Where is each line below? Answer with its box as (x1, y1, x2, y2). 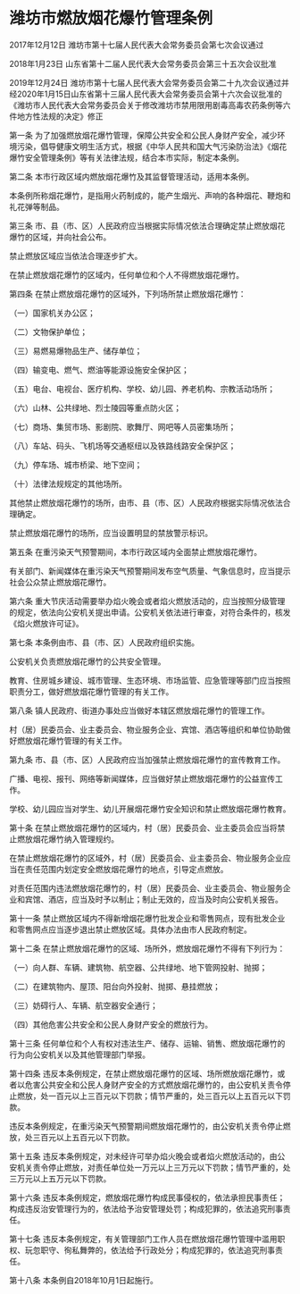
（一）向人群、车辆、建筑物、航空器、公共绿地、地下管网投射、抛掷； (9, 962, 268, 972)
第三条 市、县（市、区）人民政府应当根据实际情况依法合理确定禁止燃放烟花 (9, 220, 286, 231)
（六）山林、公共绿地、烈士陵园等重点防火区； (9, 402, 181, 413)
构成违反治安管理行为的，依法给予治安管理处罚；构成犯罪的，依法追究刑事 (9, 1203, 283, 1214)
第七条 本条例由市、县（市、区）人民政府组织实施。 (9, 636, 199, 648)
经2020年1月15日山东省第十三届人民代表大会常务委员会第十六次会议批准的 (9, 88, 283, 99)
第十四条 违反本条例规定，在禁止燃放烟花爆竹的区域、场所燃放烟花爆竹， (9, 1068, 278, 1079)
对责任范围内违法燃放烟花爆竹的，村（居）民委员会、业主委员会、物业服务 (9, 882, 283, 894)
